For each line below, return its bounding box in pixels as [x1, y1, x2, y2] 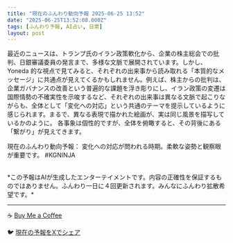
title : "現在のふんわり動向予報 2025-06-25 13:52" [7, 10, 145, 17]
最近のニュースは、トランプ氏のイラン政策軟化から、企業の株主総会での [7, 49, 214, 58]
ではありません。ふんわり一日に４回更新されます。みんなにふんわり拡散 [12, 182, 220, 190]
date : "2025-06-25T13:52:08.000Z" [7, 17, 107, 24]
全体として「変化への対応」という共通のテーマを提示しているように [31, 101, 225, 110]
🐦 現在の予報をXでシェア [7, 228, 81, 237]
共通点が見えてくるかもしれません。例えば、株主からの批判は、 [43, 76, 225, 84]
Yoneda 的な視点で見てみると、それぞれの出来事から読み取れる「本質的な [7, 67, 219, 75]
